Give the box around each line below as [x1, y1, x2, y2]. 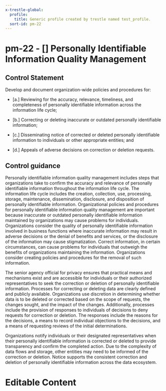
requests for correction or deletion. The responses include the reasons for [5, 312, 158, 318]
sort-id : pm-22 [9, 21, 41, 27]
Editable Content [5, 377, 76, 388]
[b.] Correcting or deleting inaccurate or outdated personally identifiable [12, 117, 161, 123]
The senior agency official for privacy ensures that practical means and [5, 270, 152, 276]
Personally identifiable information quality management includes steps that [5, 175, 159, 181]
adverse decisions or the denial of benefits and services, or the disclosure [5, 234, 158, 240]
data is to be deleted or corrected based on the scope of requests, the [5, 296, 150, 302]
